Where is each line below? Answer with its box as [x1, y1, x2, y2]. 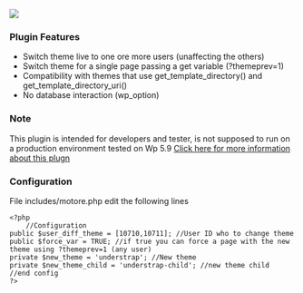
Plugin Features [9, 30, 80, 43]
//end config [9, 269, 59, 278]
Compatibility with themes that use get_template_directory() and [22, 71, 263, 82]
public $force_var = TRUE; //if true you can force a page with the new [9, 237, 290, 246]
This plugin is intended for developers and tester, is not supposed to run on [9, 132, 290, 144]
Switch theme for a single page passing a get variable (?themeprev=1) [22, 61, 284, 72]
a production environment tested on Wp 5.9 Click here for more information [9, 142, 291, 153]
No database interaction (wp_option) [22, 90, 160, 101]
